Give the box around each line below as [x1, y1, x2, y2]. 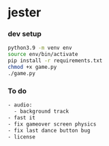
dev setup [7, 29, 42, 39]
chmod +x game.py [7, 63, 57, 71]
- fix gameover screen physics [7, 121, 97, 128]
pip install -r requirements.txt [7, 57, 103, 64]
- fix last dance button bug [7, 127, 91, 134]
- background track [14, 108, 69, 115]
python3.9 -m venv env [7, 44, 72, 52]
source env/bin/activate [7, 51, 78, 58]
